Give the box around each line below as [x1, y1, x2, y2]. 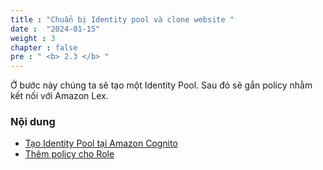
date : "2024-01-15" [10, 24, 101, 34]
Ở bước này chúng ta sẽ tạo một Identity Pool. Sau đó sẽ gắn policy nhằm [10, 79, 313, 91]
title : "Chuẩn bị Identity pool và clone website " [10, 14, 235, 25]
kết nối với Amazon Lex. [10, 90, 109, 102]
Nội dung [10, 115, 56, 129]
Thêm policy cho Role [24, 148, 115, 160]
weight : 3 [10, 33, 56, 43]
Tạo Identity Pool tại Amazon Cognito [24, 137, 178, 150]
